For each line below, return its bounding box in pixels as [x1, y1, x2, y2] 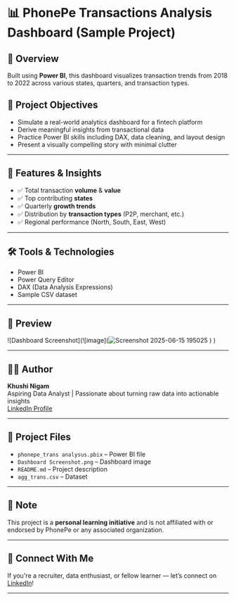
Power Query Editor [17, 275, 75, 284]
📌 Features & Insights [7, 167, 102, 179]
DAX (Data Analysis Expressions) [17, 283, 114, 291]
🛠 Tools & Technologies [7, 246, 114, 258]
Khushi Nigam [7, 382, 50, 391]
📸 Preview [7, 317, 52, 329]
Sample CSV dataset [17, 291, 77, 299]
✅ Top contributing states [17, 194, 93, 202]
